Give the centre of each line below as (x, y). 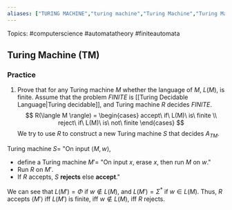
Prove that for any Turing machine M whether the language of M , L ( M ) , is (121, 90)
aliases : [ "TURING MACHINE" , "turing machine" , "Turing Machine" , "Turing (112, 14)
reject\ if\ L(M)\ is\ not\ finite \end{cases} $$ (121, 123)
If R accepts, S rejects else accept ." (69, 177)
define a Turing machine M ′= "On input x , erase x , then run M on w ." (114, 162)
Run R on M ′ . (35, 170)
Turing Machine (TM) (54, 55)
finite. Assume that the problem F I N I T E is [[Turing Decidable (103, 97)
